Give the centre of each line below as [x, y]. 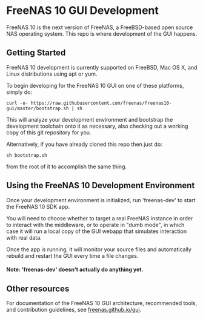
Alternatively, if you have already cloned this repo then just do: [84, 144]
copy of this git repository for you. [49, 132]
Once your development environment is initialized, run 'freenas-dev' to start [101, 200]
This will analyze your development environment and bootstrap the [90, 119]
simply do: [19, 92]
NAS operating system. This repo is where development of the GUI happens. [102, 33]
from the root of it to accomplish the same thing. [67, 166]
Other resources [38, 288]
